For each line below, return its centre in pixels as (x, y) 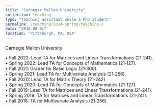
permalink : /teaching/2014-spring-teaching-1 (54, 24)
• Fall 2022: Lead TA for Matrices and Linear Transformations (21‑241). (80, 58)
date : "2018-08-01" (26, 29)
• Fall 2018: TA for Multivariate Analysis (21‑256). (57, 101)
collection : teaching (28, 15)
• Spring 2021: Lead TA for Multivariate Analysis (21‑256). (66, 74)
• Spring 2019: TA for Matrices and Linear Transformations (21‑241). (76, 95)
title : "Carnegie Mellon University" (45, 10)
